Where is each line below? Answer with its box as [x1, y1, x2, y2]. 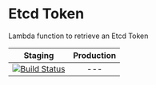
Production [73, 49, 117, 60]
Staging [23, 49, 54, 60]
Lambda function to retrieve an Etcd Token [8, 31, 149, 41]
